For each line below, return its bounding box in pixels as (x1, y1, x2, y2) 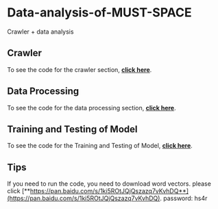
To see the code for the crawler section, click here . (7, 65, 152, 73)
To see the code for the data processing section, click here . (7, 103, 176, 112)
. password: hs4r (160, 194, 208, 203)
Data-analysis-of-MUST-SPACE (7, 5, 192, 21)
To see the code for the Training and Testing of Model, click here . (7, 142, 193, 150)
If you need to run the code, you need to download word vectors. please (7, 180, 211, 188)
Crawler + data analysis (7, 27, 74, 36)
